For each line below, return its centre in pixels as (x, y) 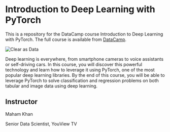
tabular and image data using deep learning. (52, 86)
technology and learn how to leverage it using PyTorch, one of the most (80, 70)
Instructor (22, 102)
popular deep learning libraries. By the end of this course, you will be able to (85, 75)
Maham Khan (19, 114)
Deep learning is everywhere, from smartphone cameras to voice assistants (84, 59)
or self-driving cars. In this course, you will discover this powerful (74, 64)
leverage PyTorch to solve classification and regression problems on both (82, 80)
